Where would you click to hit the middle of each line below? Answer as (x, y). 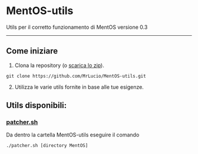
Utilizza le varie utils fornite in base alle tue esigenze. (79, 87)
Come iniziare (32, 51)
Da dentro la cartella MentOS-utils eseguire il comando (73, 135)
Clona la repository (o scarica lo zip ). (59, 65)
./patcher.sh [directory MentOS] (47, 146)
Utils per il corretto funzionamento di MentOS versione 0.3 (77, 27)
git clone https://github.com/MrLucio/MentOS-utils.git (76, 76)
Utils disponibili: (37, 106)
